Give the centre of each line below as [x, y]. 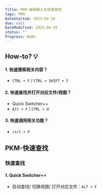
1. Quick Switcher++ [26, 175]
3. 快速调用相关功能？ [27, 120]
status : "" [16, 32]
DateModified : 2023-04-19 [31, 28]
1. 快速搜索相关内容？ [26, 69]
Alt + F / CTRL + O [31, 109]
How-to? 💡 [21, 57]
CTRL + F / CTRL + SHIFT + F [40, 80]
